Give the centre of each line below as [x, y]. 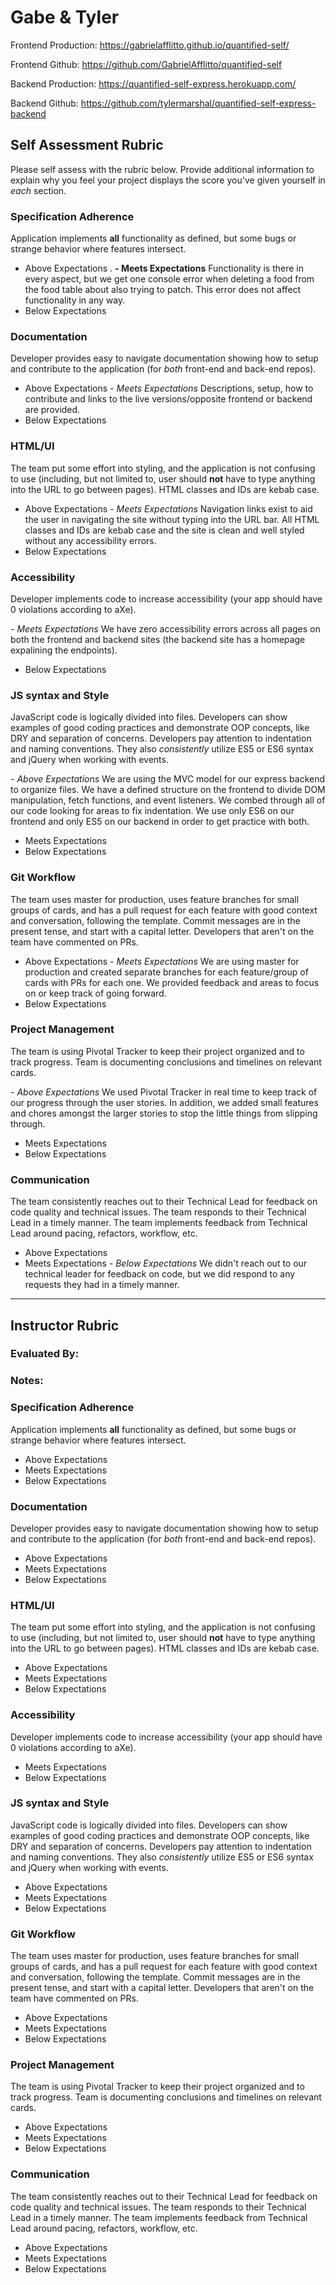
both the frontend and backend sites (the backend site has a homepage [158, 639]
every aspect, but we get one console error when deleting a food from [169, 279]
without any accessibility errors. [90, 540]
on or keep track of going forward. [95, 993]
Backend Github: [44, 103]
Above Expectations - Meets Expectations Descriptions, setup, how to [169, 388]
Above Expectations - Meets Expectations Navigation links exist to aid [168, 508]
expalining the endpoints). [64, 650]
